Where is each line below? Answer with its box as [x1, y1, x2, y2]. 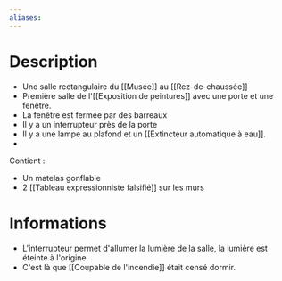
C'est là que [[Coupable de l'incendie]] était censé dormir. [21, 261, 236, 272]
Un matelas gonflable [21, 172, 101, 183]
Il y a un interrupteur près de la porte [21, 119, 158, 129]
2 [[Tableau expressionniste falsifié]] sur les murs [21, 182, 205, 193]
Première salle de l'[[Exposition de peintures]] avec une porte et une [21, 90, 274, 101]
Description [9, 51, 98, 71]
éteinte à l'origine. [21, 252, 89, 263]
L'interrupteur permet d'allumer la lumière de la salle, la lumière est [21, 243, 268, 253]
